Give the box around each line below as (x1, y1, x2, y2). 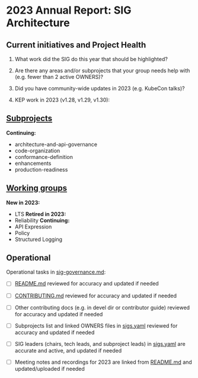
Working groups (6, 183, 67, 193)
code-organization (14, 147, 60, 154)
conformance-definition (14, 153, 73, 160)
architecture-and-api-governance (14, 141, 98, 148)
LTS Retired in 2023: (14, 210, 66, 217)
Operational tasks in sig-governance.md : (6, 268, 106, 276)
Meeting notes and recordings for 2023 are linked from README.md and (14, 358, 193, 366)
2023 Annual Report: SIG (6, 4, 132, 17)
